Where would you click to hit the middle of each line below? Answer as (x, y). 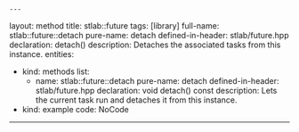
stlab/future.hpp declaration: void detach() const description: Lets (156, 91)
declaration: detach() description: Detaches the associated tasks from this (145, 45)
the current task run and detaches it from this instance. (136, 100)
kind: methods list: (56, 71)
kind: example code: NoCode (75, 109)
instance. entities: (41, 54)
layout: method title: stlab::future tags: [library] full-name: (114, 26)
